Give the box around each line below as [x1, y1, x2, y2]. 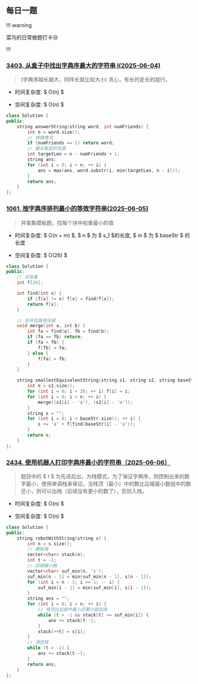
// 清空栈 [27, 639, 49, 646]
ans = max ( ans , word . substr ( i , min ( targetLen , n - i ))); [37, 167, 181, 173]
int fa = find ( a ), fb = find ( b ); [27, 328, 110, 334]
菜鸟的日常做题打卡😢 [6, 34, 58, 41]
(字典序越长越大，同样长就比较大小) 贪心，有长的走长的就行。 [20, 76, 171, 83]
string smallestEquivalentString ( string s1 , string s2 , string [16, 377, 176, 383]
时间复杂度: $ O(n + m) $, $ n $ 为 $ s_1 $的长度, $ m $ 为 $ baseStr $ [14, 232, 184, 239]
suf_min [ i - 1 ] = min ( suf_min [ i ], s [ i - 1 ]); [37, 584, 151, 591]
